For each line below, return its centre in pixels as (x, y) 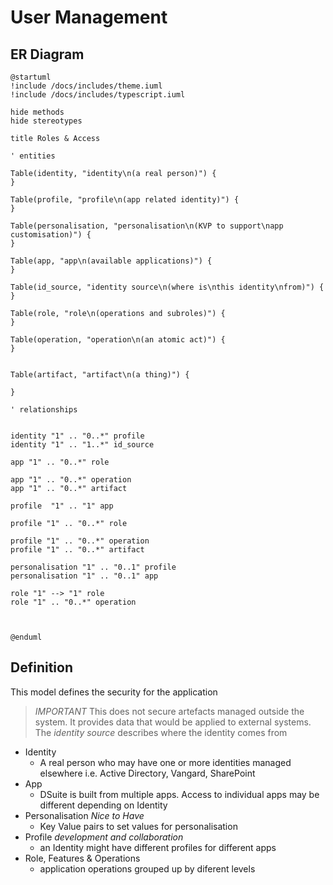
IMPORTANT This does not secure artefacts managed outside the (169, 711)
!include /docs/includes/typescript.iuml (98, 95)
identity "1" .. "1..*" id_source (82, 445)
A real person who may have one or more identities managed (165, 762)
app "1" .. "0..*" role (60, 462)
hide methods (37, 112)
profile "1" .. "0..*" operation (80, 541)
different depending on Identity (103, 805)
